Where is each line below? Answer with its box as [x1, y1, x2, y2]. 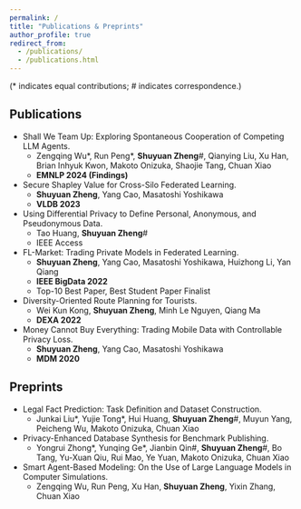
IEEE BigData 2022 [35, 275, 109, 286]
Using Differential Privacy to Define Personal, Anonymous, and [22, 208, 257, 219]
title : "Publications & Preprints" [9, 22, 144, 31]
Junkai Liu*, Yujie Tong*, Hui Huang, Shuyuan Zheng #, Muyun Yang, [35, 413, 293, 424]
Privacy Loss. [22, 334, 73, 344]
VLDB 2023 [35, 198, 81, 209]
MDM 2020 [35, 353, 80, 364]
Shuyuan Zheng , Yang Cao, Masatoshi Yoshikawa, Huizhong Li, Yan [35, 256, 292, 267]
